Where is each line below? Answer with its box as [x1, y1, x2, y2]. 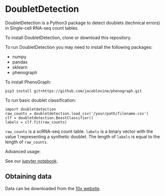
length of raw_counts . [5, 139, 48, 145]
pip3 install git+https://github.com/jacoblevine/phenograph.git [5, 88, 142, 93]
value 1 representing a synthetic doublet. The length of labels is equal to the [5, 133, 160, 139]
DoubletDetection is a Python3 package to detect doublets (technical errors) [5, 20, 160, 26]
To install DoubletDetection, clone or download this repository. [5, 35, 132, 40]
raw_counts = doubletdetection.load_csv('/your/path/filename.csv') [5, 111, 149, 116]
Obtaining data [5, 172, 52, 181]
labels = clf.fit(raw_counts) [5, 119, 67, 124]
